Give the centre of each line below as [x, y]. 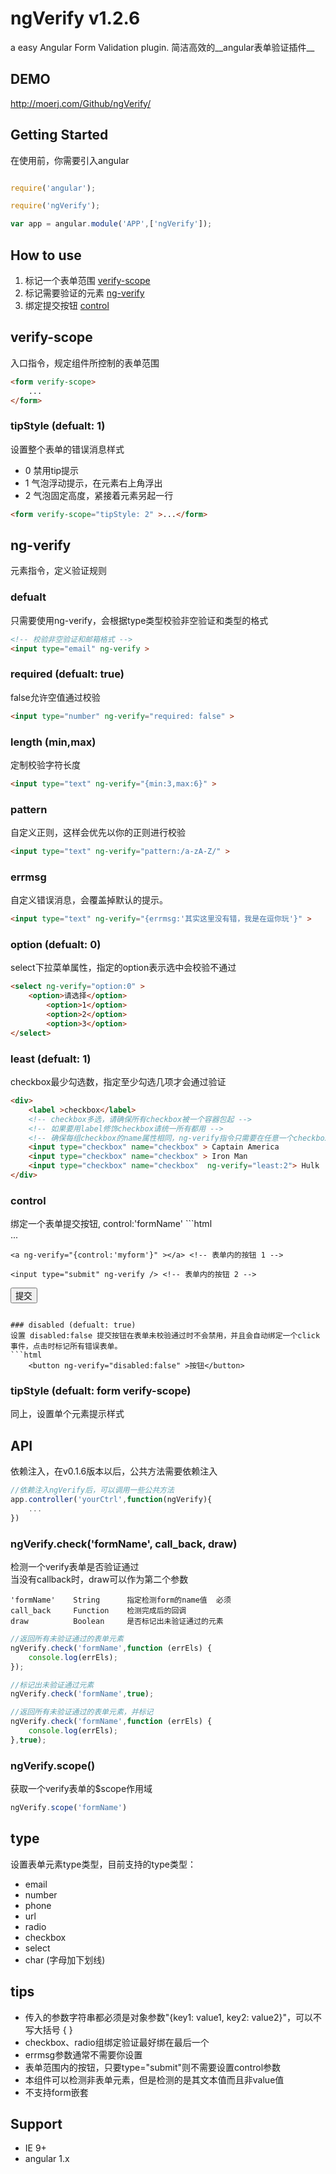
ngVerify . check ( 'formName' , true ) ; [82, 1694]
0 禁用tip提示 [52, 470]
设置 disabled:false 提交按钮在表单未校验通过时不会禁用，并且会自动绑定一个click [165, 1336]
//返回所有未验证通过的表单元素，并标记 [82, 1712]
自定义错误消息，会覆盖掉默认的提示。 [89, 900]
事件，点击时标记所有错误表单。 [66, 1347]
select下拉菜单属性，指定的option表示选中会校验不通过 [123, 968]
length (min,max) [53, 742]
